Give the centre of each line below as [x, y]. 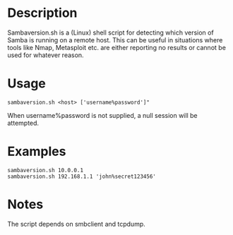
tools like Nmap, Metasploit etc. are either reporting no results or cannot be [116, 47]
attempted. [23, 123]
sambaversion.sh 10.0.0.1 [45, 170]
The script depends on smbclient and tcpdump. [77, 224]
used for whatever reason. [46, 55]
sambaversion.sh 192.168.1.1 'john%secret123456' [82, 176]
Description [42, 13]
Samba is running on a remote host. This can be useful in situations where [115, 40]
